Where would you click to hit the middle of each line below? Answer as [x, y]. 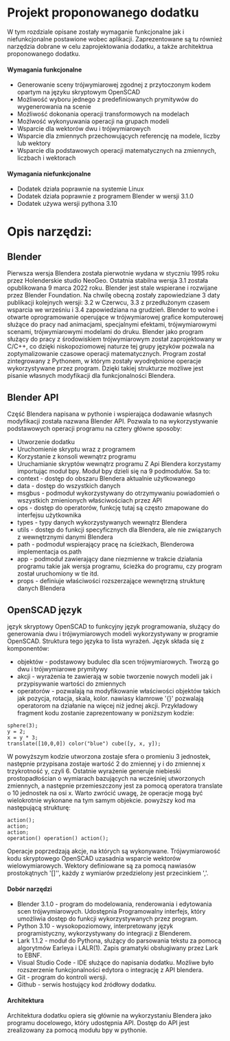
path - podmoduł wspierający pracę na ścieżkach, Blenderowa [105, 545]
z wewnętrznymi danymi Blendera [65, 537]
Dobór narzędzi [30, 889]
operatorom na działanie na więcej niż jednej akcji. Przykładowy [107, 705]
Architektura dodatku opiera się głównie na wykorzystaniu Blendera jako [109, 1016]
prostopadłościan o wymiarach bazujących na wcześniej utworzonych [106, 778]
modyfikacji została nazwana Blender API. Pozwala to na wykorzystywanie [113, 421]
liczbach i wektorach [46, 158]
